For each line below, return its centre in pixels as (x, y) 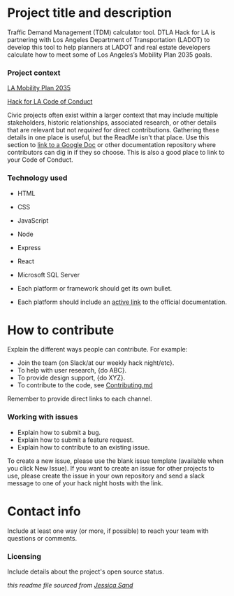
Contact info (44, 511)
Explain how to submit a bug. (59, 432)
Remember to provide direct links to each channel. (80, 399)
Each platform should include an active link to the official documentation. (122, 302)
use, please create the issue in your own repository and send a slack (106, 476)
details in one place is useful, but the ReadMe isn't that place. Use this (108, 137)
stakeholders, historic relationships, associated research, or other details (112, 123)
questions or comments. (42, 538)
